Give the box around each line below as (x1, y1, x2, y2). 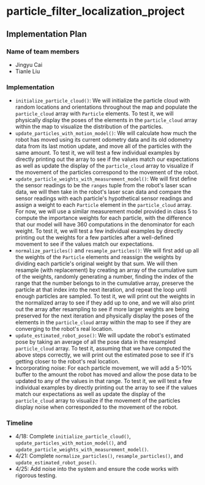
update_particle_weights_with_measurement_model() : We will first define (15, 175, 197, 182)
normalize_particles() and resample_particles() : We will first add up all (15, 247, 199, 254)
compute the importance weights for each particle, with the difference (15, 214, 193, 222)
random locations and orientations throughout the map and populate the (15, 103, 198, 111)
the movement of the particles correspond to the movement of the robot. (15, 169, 199, 176)
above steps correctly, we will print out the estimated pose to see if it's (15, 351, 194, 359)
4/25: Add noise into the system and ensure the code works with (15, 465, 179, 473)
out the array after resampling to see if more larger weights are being (15, 306, 190, 313)
